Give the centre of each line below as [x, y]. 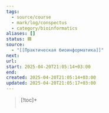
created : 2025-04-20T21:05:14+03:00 [51, 78]
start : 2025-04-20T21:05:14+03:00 [49, 67]
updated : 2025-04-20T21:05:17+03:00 [51, 83]
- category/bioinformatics [44, 28]
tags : [13, 12]
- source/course [31, 17]
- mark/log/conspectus [39, 22]
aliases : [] [21, 34]
